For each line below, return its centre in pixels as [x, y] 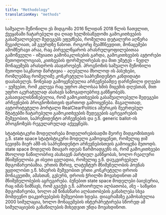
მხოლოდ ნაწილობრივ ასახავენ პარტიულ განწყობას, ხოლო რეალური [80, 154]
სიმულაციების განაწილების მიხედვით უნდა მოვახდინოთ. [66, 207]
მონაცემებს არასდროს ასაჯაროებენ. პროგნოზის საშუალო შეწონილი [78, 66]
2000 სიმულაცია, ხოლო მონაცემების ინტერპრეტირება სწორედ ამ [75, 202]
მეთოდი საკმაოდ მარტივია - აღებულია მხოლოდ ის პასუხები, [70, 71]
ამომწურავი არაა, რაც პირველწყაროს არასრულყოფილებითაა [72, 50]
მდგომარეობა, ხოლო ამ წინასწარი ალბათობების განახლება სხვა [75, 191]
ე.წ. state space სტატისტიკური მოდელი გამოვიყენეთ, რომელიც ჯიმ [76, 138]
